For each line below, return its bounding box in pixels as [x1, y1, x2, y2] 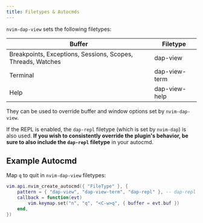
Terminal [9, 71, 34, 79]
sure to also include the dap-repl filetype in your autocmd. [6, 138, 154, 145]
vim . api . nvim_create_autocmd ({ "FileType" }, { [6, 183, 129, 190]
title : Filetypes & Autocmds [6, 8, 80, 15]
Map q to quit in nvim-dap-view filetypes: [6, 172, 106, 179]
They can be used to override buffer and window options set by [6, 107, 165, 115]
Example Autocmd [6, 156, 77, 166]
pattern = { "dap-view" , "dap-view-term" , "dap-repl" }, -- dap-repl [17, 189, 196, 195]
